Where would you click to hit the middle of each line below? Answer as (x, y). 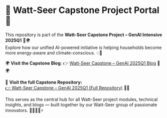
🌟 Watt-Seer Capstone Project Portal (82, 10)
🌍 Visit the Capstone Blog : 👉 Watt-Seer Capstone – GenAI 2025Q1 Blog (81, 63)
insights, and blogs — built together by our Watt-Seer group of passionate (81, 104)
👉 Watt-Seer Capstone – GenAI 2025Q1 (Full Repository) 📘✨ (68, 87)
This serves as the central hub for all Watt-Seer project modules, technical (82, 99)
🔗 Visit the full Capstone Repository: (44, 82)
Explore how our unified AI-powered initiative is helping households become (83, 47)
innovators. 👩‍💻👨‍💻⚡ (24, 110)
